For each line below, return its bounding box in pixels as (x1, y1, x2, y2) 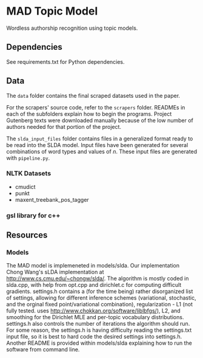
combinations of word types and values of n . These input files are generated (6, 148, 198, 155)
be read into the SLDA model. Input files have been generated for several (6, 141, 188, 148)
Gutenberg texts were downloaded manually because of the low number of (6, 117, 194, 124)
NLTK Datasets (6, 169, 52, 177)
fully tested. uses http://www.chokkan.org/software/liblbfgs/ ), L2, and (6, 307, 181, 314)
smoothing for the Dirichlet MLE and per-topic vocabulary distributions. (6, 314, 184, 321)
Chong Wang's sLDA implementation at (6, 269, 104, 276)
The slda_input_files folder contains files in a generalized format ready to (6, 135, 193, 142)
